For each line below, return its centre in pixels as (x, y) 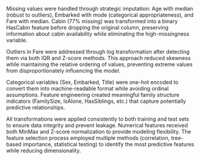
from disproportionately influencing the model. (63, 70)
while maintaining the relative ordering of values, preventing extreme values (99, 64)
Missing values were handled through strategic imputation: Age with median (100, 9)
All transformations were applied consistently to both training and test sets (98, 119)
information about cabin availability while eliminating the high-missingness (98, 34)
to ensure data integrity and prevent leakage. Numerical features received (97, 125)
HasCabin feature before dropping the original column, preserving (87, 27)
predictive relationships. (36, 107)
